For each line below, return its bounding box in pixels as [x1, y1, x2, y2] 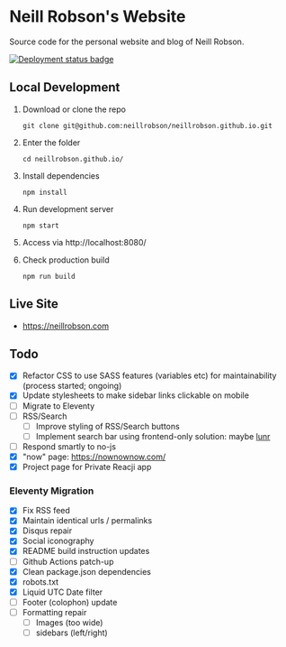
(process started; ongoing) [22, 381, 122, 392]
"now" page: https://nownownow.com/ [22, 451, 166, 462]
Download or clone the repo [22, 104, 126, 115]
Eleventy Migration [9, 485, 94, 497]
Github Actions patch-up [22, 556, 114, 567]
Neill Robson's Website [9, 6, 186, 27]
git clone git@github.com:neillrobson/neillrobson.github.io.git [22, 121, 273, 130]
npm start [22, 221, 60, 230]
